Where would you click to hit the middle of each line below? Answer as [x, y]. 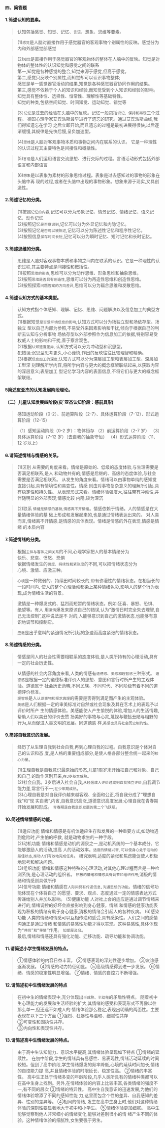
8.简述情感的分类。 [25, 645]
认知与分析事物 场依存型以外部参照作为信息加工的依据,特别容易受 [92, 334]
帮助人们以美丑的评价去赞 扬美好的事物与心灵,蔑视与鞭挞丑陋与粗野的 [87, 716]
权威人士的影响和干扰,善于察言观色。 [54, 340]
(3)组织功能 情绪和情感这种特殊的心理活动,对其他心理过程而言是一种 [86, 868]
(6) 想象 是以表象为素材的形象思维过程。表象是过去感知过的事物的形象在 [88, 175]
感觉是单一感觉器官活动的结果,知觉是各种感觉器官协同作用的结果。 [85, 84]
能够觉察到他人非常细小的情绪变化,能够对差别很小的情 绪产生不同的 [85, 1114]
